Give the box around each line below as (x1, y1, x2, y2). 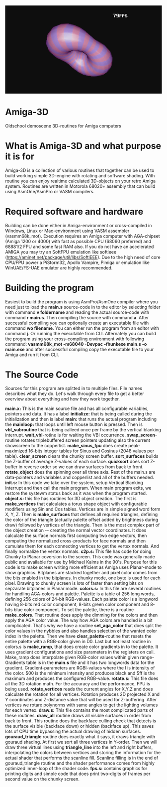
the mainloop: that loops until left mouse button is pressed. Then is (5, 421, 143, 427)
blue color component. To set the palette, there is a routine (13, 607, 134, 613)
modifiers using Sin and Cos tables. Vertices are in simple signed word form (5, 506, 161, 512)
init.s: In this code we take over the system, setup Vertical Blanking (5, 480, 143, 486)
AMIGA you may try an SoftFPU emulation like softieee (5, 249, 117, 255)
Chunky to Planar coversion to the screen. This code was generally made (5, 554, 155, 560)
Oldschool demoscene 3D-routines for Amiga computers (5, 123, 122, 129)
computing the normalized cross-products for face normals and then (5, 538, 146, 544)
